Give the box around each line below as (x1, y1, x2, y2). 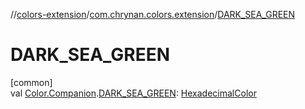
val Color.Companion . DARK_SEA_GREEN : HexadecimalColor (10, 87, 257, 99)
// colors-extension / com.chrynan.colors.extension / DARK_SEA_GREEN (10, 9, 296, 20)
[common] (10, 76, 53, 88)
